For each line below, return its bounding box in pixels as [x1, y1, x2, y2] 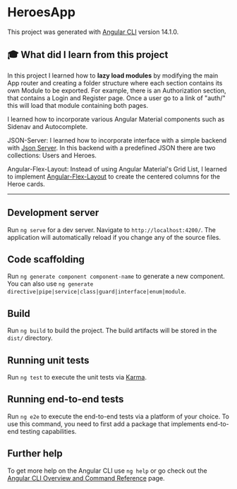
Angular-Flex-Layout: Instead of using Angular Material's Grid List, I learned [7, 164, 227, 173]
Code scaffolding [7, 253, 85, 265]
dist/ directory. [7, 334, 53, 342]
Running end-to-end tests [7, 393, 124, 406]
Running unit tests [7, 354, 90, 366]
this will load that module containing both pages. [7, 101, 149, 109]
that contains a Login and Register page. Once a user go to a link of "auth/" [7, 93, 226, 102]
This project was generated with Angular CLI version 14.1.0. [7, 28, 179, 36]
